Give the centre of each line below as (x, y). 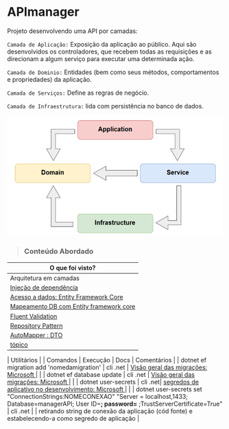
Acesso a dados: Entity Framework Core (67, 297)
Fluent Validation (34, 316)
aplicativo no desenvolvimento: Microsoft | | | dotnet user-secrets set (105, 389)
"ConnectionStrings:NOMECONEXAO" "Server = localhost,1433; (98, 396)
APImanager (44, 12)
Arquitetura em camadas (45, 278)
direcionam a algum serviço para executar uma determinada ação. (101, 58)
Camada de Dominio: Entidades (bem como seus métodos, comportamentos (113, 72)
